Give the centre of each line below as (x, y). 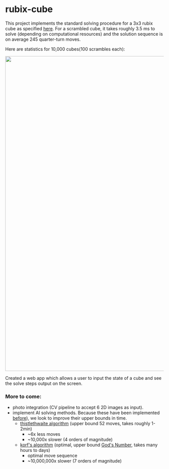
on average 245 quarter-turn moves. (43, 39)
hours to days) (35, 450)
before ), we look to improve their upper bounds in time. (70, 418)
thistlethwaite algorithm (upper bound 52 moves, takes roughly (85, 424)
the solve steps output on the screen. (44, 383)
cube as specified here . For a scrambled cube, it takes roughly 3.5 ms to (80, 28)
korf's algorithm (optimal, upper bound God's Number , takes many (89, 445)
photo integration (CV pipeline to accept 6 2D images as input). (78, 408)
